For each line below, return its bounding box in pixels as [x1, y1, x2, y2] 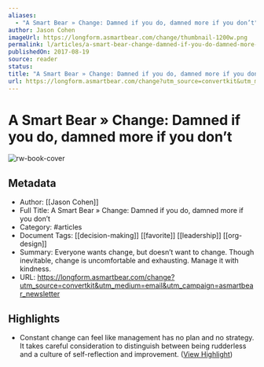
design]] [19, 239, 47, 248]
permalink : [8, 41, 44, 49]
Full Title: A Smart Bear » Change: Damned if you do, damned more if [19, 206, 244, 215]
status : [8, 63, 34, 71]
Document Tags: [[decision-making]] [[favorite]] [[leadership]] [19, 231, 222, 240]
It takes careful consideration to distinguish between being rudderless [19, 341, 247, 350]
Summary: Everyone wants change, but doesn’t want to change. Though [19, 248, 255, 257]
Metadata [8, 176, 57, 189]
